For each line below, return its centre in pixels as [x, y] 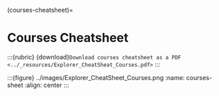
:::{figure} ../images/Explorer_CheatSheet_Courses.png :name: [96, 77]
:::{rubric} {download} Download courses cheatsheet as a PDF [94, 57]
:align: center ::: [47, 85]
